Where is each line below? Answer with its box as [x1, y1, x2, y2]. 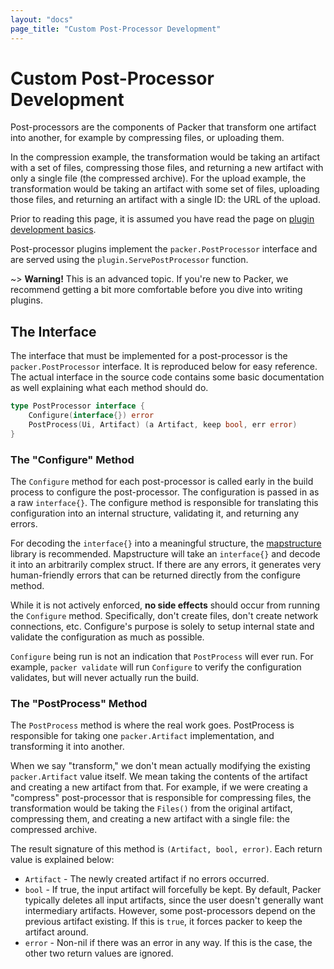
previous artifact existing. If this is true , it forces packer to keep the [24, 916, 303, 928]
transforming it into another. [10, 741, 125, 753]
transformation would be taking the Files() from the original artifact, [10, 802, 293, 815]
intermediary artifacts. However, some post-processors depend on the [24, 905, 316, 917]
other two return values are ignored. [24, 947, 174, 960]
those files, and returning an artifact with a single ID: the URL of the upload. [10, 194, 321, 206]
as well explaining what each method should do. [10, 382, 209, 394]
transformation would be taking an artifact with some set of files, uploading [10, 183, 320, 195]
